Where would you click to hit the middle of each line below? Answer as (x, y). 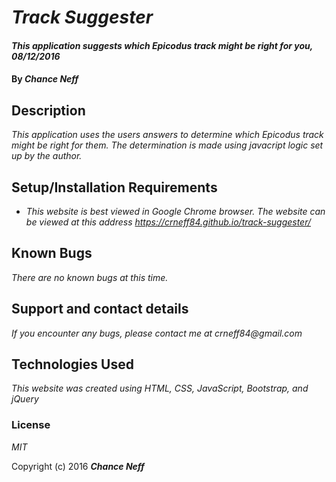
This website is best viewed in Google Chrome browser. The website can (175, 211)
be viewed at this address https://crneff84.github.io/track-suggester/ (168, 222)
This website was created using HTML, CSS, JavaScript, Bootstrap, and (160, 388)
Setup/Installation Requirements (114, 187)
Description (48, 110)
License (31, 425)
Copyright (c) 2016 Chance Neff (78, 466)
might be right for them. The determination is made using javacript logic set (167, 145)
